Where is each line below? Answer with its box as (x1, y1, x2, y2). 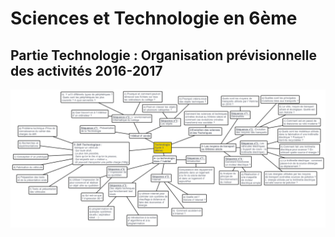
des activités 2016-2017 (10, 62, 163, 79)
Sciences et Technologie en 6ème (10, 7, 298, 30)
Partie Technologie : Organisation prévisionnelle (10, 47, 317, 64)
